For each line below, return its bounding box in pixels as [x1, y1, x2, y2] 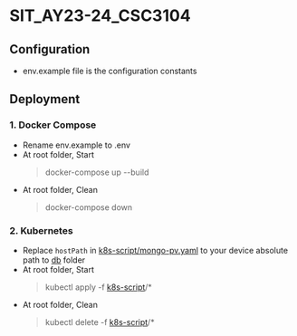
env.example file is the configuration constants [22, 65, 197, 76]
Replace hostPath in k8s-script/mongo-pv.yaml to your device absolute [22, 245, 288, 255]
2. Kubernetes [9, 224, 74, 236]
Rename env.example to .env [22, 139, 131, 150]
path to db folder [22, 254, 86, 265]
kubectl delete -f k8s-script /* [44, 316, 156, 327]
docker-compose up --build [44, 167, 149, 178]
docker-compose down [44, 201, 133, 213]
